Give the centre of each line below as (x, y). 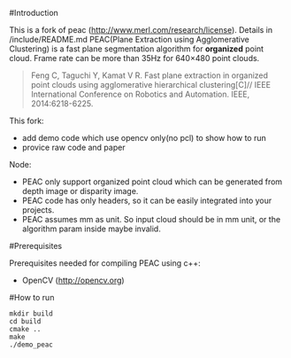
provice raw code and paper (73, 147)
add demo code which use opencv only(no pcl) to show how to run (144, 138)
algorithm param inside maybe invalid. (91, 229)
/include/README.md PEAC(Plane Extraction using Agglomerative (130, 39)
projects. (38, 210)
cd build (25, 322)
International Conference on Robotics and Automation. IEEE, (140, 94)
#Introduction (34, 13)
